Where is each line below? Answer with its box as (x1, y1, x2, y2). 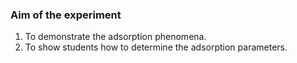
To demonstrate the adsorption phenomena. (24, 31, 207, 43)
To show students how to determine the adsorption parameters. (24, 41, 288, 53)
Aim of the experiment (10, 8, 122, 22)
